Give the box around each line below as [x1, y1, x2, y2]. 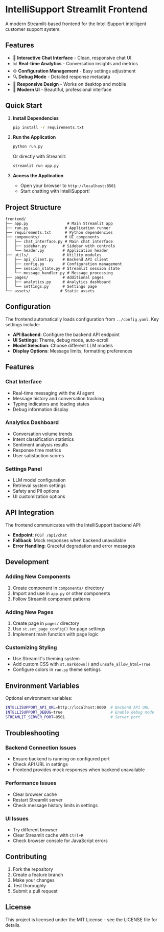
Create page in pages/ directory [12, 620, 79, 626]
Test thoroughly [12, 882, 46, 888]
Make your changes [12, 877, 55, 883]
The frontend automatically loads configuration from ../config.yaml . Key [5, 316, 159, 322]
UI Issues [5, 815, 29, 822]
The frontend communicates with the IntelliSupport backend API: [5, 521, 142, 528]
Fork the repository [12, 866, 54, 872]
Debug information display [12, 406, 69, 412]
